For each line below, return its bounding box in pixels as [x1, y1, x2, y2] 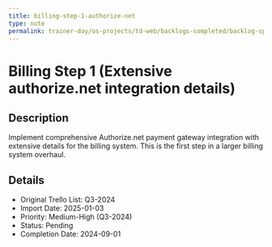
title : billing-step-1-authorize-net [8, 11, 136, 20]
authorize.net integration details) [8, 79, 236, 97]
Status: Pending [19, 220, 74, 231]
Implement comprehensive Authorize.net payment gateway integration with [8, 133, 260, 143]
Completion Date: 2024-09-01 [19, 229, 121, 239]
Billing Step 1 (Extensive [8, 62, 172, 80]
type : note [8, 19, 45, 28]
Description [8, 111, 69, 125]
